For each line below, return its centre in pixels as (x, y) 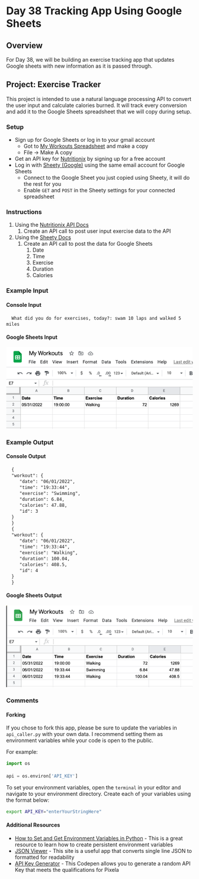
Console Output (26, 456)
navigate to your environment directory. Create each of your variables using (99, 794)
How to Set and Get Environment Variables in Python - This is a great (99, 838)
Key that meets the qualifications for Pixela (67, 870)
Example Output (30, 442)
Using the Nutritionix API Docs (52, 225)
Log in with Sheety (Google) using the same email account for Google (100, 165)
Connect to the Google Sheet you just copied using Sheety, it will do (107, 178)
